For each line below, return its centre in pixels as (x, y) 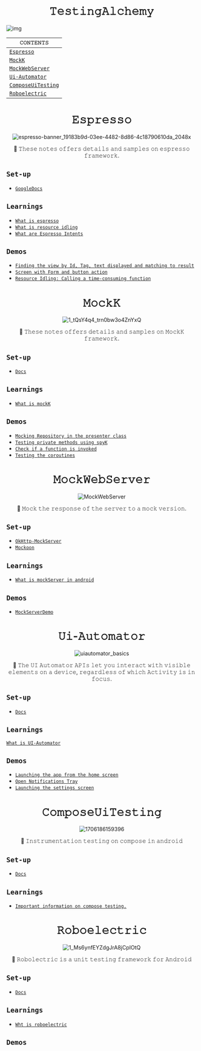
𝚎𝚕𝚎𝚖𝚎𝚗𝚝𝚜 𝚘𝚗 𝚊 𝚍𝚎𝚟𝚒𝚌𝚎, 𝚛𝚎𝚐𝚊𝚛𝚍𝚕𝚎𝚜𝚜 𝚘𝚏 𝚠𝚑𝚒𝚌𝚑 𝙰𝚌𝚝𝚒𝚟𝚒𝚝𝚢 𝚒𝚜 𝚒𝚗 (102, 672)
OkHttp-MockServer (38, 542)
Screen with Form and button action (61, 272)
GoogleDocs (29, 189)
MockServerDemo (34, 612)
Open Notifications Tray (46, 781)
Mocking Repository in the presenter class (71, 436)
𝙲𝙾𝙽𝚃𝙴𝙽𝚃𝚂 (34, 43)
